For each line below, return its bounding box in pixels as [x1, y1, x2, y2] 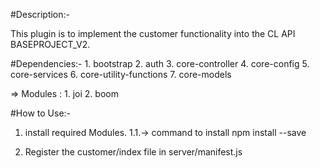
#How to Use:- [10, 107, 72, 119]
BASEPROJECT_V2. [10, 39, 91, 50]
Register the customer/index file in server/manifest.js [24, 146, 243, 158]
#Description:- [10, 9, 70, 20]
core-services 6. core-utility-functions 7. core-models [10, 69, 232, 80]
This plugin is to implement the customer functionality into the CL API [10, 28, 296, 39]
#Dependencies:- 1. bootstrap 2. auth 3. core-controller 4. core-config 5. [10, 58, 310, 69]
